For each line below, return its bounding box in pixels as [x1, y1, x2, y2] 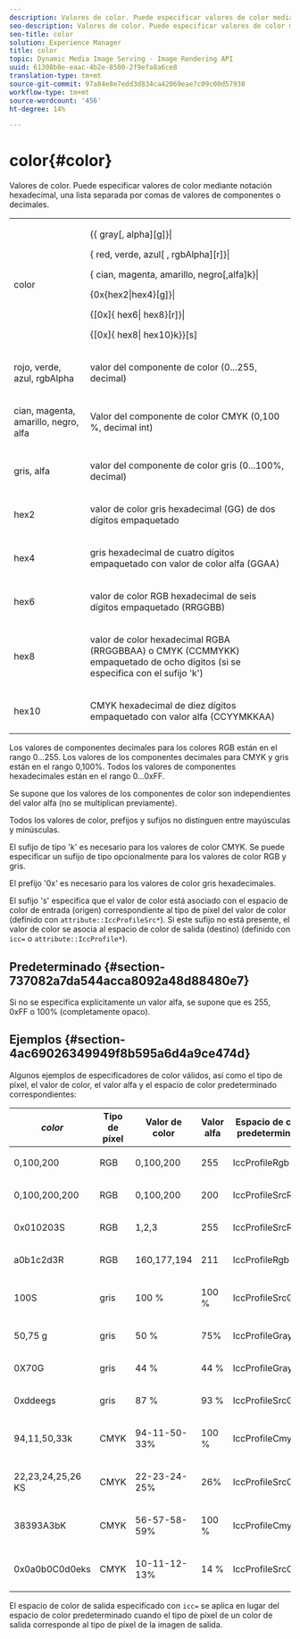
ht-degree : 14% [9, 105, 66, 113]
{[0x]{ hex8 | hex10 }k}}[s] [89, 329, 198, 341]
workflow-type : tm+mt [9, 88, 90, 96]
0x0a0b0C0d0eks [13, 1562, 91, 1575]
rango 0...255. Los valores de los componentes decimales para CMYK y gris [9, 752, 289, 763]
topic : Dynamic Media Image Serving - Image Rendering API [9, 54, 234, 63]
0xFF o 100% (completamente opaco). [9, 1007, 151, 1016]
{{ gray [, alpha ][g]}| [89, 229, 172, 241]
